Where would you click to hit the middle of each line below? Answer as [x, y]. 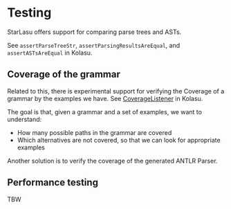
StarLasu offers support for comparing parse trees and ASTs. [94, 32]
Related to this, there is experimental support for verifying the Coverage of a [116, 91]
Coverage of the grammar [64, 74]
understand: [25, 119]
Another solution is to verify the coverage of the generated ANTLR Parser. [112, 161]
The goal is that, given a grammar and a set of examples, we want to [105, 111]
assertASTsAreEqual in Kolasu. [50, 53]
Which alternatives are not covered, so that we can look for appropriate [119, 140]
